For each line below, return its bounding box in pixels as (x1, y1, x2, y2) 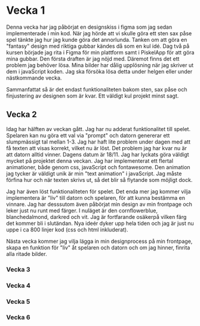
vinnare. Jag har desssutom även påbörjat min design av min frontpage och (6, 200, 193, 208)
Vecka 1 (6, 4, 45, 17)
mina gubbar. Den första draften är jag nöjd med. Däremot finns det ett (6, 55, 180, 62)
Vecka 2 (6, 109, 37, 120)
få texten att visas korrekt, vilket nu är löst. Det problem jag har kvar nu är (6, 144, 187, 151)
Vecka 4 (6, 281, 31, 290)
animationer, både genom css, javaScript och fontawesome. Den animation (6, 163, 190, 170)
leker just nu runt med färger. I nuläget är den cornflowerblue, (6, 207, 158, 214)
